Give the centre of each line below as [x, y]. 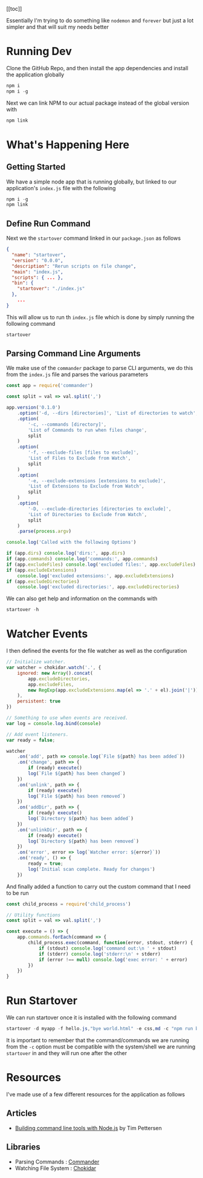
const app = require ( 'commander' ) [50, 386]
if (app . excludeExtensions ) [42, 570]
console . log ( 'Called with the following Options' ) [71, 542]
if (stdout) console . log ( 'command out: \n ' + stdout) [108, 948]
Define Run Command [48, 223]
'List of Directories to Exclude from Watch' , [88, 514]
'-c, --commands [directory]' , [67, 424]
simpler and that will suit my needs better [57, 27]
